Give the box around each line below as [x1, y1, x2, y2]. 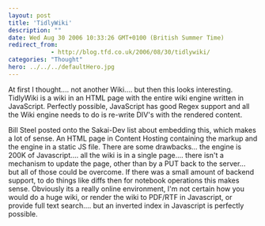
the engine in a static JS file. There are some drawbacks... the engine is [8, 141, 242, 151]
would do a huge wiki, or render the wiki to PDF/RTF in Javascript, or [8, 192, 233, 202]
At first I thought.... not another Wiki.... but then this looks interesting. [8, 85, 233, 94]
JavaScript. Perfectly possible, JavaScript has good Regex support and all [8, 101, 250, 111]
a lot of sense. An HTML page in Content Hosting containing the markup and [8, 134, 258, 143]
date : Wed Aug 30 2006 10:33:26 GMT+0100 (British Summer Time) [8, 33, 225, 42]
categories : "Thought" [8, 56, 83, 64]
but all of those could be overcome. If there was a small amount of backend [8, 167, 255, 176]
